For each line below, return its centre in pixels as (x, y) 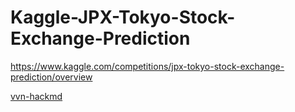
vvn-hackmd (36, 96)
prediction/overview (51, 77)
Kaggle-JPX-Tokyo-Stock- (123, 17)
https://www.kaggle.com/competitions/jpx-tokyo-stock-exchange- (147, 66)
